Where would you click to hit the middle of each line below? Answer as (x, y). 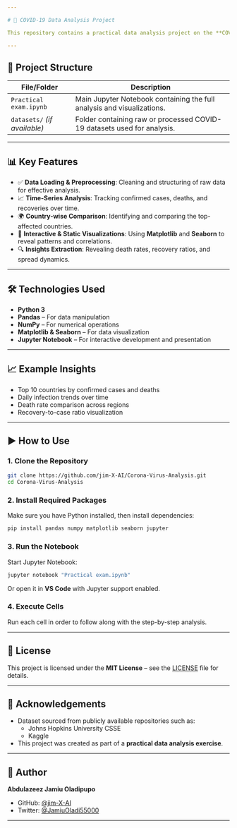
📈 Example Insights (52, 369)
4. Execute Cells (36, 607)
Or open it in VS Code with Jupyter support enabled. (84, 588)
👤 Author (27, 772)
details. (18, 675)
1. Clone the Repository (48, 461)
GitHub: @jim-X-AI (44, 803)
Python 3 (31, 309)
